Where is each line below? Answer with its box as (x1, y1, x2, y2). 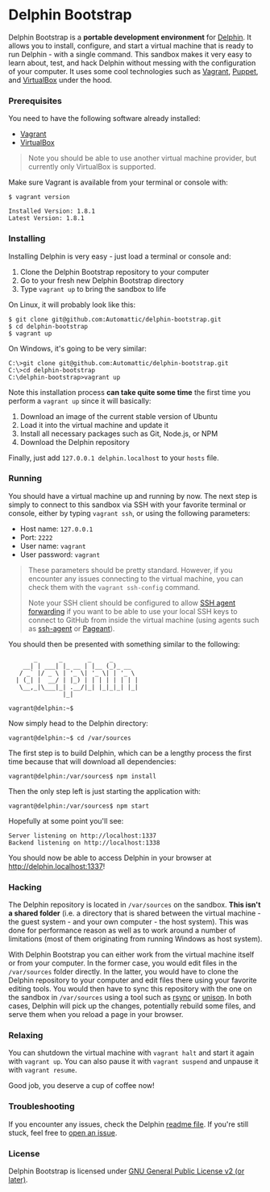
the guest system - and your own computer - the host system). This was (8, 917, 249, 927)
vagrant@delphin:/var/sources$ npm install (8, 772, 157, 780)
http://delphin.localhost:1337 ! (8, 861, 106, 871)
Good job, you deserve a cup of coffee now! (8, 1081, 155, 1090)
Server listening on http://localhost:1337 (8, 832, 157, 840)
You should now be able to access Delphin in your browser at (8, 853, 212, 862)
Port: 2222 (19, 532, 53, 542)
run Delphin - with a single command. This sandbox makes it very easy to (8, 49, 252, 59)
